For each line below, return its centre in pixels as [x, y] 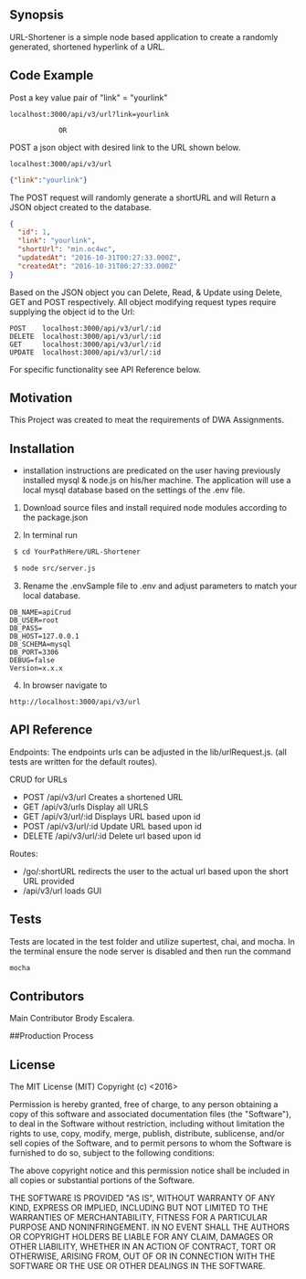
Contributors [47, 996]
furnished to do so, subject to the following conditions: [112, 1153]
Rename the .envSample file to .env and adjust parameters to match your [160, 586]
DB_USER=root [34, 620]
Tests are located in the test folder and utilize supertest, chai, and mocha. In [152, 941]
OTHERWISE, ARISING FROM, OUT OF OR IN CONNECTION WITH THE [142, 1256]
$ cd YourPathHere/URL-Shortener [77, 552]
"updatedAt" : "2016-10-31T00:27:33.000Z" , [100, 258]
